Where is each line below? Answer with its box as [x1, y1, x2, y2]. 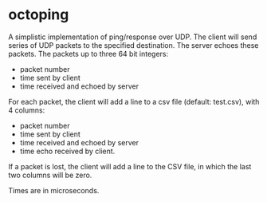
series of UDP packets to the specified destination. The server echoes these [8, 40, 259, 50]
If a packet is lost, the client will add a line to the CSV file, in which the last [8, 161, 252, 171]
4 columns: [8, 105, 45, 115]
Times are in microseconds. [8, 185, 100, 195]
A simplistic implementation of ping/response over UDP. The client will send [8, 32, 257, 42]
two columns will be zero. [8, 170, 92, 180]
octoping [8, 6, 69, 24]
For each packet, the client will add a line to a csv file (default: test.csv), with [8, 97, 260, 106]
